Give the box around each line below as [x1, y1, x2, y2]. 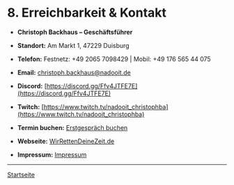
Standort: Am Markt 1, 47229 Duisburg [17, 41, 130, 49]
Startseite [7, 170, 35, 179]
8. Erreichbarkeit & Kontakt [7, 5, 167, 21]
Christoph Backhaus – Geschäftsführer [17, 28, 133, 36]
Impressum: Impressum [17, 150, 87, 159]
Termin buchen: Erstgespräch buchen [17, 123, 128, 131]
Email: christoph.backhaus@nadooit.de [17, 68, 131, 77]
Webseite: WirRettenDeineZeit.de [17, 137, 115, 145]
